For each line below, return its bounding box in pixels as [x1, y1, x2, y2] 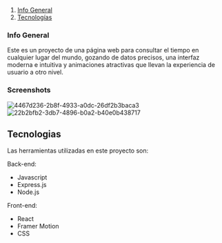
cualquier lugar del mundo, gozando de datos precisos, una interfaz [7, 53, 200, 61]
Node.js [17, 188, 40, 196]
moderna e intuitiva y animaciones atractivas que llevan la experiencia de [7, 61, 216, 69]
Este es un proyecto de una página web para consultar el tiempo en [7, 46, 199, 55]
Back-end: [7, 160, 37, 168]
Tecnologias [7, 128, 61, 140]
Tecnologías [17, 13, 52, 21]
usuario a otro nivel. [7, 68, 63, 77]
